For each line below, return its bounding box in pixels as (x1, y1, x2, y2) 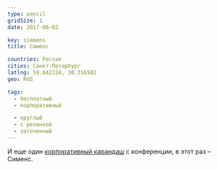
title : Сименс (7, 43, 50, 50)
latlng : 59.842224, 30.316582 (7, 69, 97, 76)
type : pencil (7, 10, 46, 18)
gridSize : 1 (7, 17, 43, 24)
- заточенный (13, 128, 53, 135)
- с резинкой (13, 121, 53, 129)
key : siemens (7, 36, 46, 43)
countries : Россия (7, 56, 62, 63)
